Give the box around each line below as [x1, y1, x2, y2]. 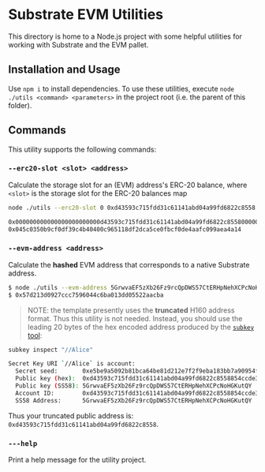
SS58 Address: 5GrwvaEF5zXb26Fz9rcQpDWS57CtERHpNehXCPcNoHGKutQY [15, 396, 252, 404]
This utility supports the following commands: [8, 144, 156, 154]
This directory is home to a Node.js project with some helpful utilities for [8, 32, 243, 41]
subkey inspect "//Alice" [8, 346, 93, 354]
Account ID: [15, 389, 55, 397]
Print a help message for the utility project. [8, 455, 147, 464]
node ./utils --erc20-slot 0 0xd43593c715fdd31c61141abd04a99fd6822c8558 [8, 204, 256, 212]
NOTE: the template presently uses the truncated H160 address [27, 305, 235, 315]
